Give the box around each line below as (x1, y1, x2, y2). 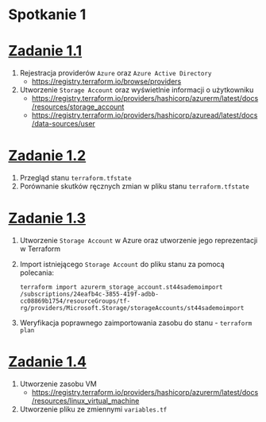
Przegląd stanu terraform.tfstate (19, 173, 133, 183)
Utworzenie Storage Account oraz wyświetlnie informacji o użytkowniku (19, 85, 254, 95)
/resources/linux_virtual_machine (31, 396, 140, 405)
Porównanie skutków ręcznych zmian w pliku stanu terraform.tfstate (19, 181, 250, 192)
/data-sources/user (31, 119, 95, 129)
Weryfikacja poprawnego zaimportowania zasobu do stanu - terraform (19, 318, 253, 327)
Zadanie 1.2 (8, 147, 87, 165)
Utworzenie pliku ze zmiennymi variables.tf (19, 404, 168, 414)
